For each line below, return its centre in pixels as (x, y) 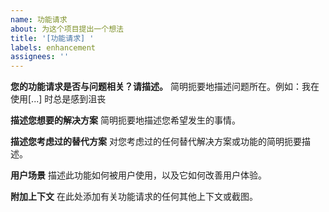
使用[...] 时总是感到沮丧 (58, 99)
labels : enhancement (53, 47)
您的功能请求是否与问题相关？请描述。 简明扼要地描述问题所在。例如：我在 (165, 87)
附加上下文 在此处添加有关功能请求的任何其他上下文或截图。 (134, 197)
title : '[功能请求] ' (52, 38)
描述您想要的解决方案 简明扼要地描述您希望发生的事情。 (125, 120)
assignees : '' (40, 57)
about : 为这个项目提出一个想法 (67, 29)
